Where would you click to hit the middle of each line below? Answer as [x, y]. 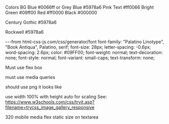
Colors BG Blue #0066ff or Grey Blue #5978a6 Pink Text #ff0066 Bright [79, 7]
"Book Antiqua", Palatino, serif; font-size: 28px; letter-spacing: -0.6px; [78, 47]
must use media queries [30, 77]
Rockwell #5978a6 [24, 32]
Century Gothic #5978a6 [31, 22]
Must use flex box [24, 68]
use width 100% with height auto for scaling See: [56, 97]
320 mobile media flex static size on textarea [52, 117]
